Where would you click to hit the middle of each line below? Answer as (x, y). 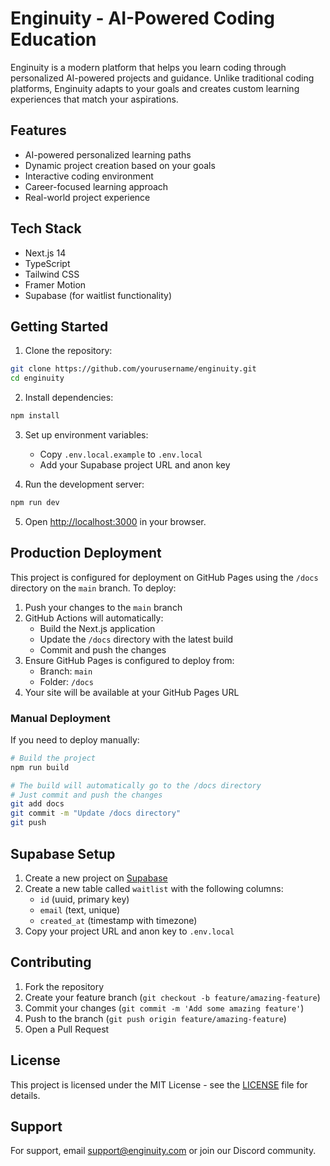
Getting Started (59, 326)
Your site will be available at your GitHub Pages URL (132, 692)
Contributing (51, 962)
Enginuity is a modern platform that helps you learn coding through (148, 67)
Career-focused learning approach (96, 186)
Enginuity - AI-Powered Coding (142, 18)
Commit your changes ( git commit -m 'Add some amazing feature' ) (164, 1008)
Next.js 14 (45, 253)
